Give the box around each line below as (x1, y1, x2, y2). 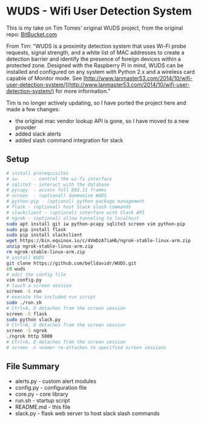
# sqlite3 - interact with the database (6, 182, 110, 188)
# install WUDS (6, 254, 45, 261)
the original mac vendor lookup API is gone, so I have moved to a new (15, 117, 189, 125)
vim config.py (6, 277, 42, 283)
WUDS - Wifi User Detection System (6, 4, 192, 18)
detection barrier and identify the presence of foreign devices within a (6, 55, 182, 62)
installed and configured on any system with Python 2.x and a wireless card (6, 68, 195, 75)
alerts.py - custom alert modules (15, 377, 97, 385)
